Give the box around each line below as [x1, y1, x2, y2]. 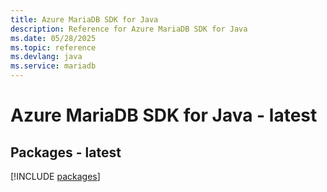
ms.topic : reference [10, 42, 97, 53]
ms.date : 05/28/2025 [10, 33, 97, 43]
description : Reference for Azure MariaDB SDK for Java [10, 24, 248, 34]
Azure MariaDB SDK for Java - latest [10, 104, 318, 127]
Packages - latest [10, 144, 122, 161]
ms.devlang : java [10, 52, 83, 62]
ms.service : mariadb [10, 61, 97, 71]
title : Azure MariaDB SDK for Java [10, 14, 159, 25]
